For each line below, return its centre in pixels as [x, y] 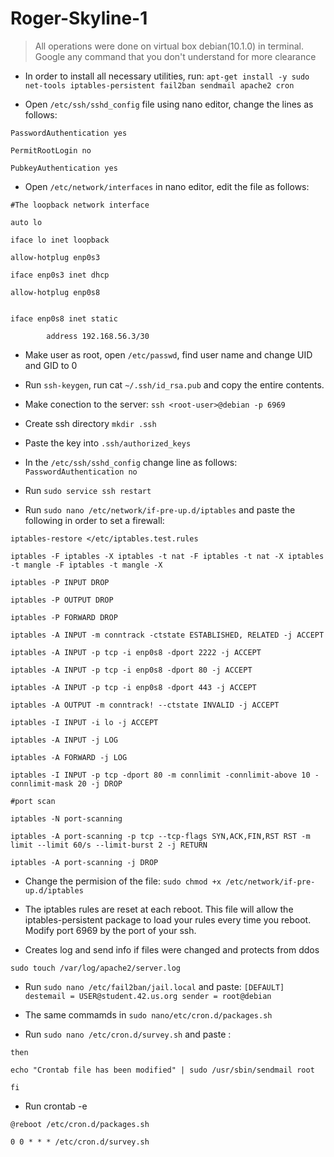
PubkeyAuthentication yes [64, 168]
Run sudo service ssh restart [88, 490]
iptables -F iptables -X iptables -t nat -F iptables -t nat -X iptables [167, 556]
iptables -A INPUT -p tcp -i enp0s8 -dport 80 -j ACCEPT [131, 670]
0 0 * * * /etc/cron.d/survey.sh [80, 1142]
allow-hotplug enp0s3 [55, 257]
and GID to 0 [51, 365]
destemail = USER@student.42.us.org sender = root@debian [148, 996]
